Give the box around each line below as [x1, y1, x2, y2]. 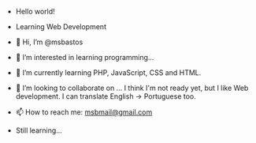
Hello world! [15, 7, 55, 16]
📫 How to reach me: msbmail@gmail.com [15, 107, 153, 117]
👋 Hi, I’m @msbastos [15, 37, 83, 47]
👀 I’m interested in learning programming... [15, 53, 154, 62]
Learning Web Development [15, 22, 106, 31]
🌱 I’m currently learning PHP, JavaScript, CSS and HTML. [15, 68, 202, 77]
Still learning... [15, 126, 63, 135]
